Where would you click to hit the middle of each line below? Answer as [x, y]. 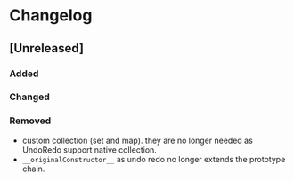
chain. [33, 169]
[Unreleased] [47, 48]
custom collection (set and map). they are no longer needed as [138, 140]
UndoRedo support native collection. [90, 150]
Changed [30, 97]
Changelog [51, 16]
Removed [30, 121]
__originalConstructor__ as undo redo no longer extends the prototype [154, 159]
